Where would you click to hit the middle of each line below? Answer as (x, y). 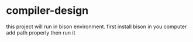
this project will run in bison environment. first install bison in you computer (96, 26)
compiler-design (47, 11)
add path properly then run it (41, 32)
